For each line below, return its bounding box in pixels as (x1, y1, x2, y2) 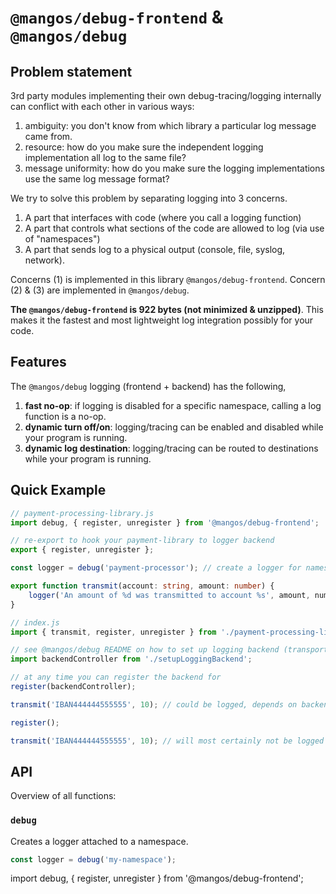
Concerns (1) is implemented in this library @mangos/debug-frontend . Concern (10, 274, 326, 285)
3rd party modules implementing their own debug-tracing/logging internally (10, 90, 322, 101)
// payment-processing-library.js (10, 508, 155, 518)
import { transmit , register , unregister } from (10, 627, 217, 637)
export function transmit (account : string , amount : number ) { (10, 581, 275, 591)
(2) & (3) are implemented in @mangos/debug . (10, 284, 190, 296)
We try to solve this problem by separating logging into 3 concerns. (10, 192, 288, 204)
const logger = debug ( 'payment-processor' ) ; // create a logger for (10, 563, 302, 573)
